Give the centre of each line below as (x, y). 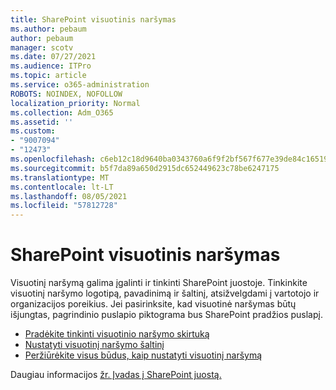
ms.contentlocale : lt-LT (62, 187)
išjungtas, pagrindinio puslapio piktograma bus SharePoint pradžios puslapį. (166, 315)
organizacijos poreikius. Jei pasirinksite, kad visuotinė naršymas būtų (153, 304)
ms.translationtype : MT (60, 177)
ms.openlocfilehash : (53, 159)
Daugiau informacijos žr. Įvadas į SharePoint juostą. (116, 375)
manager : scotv (42, 47)
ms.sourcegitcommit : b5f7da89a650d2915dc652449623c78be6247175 (145, 168)
